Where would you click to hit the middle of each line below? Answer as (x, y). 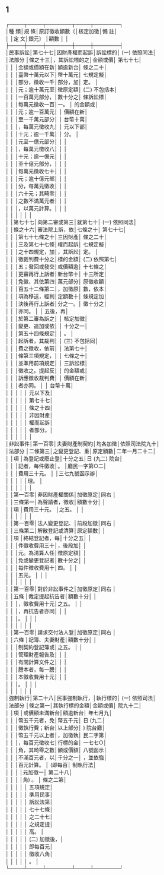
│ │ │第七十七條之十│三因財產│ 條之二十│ (57, 236)
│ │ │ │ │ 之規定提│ (30, 824)
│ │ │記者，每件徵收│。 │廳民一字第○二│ (56, 466)
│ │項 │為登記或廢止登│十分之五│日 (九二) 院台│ (64, 458)
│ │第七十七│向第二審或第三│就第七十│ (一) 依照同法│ (71, 222)
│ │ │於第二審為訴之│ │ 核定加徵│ (47, 318)
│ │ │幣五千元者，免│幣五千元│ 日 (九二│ (56, 720)
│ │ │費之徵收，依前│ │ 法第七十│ (47, 348)
